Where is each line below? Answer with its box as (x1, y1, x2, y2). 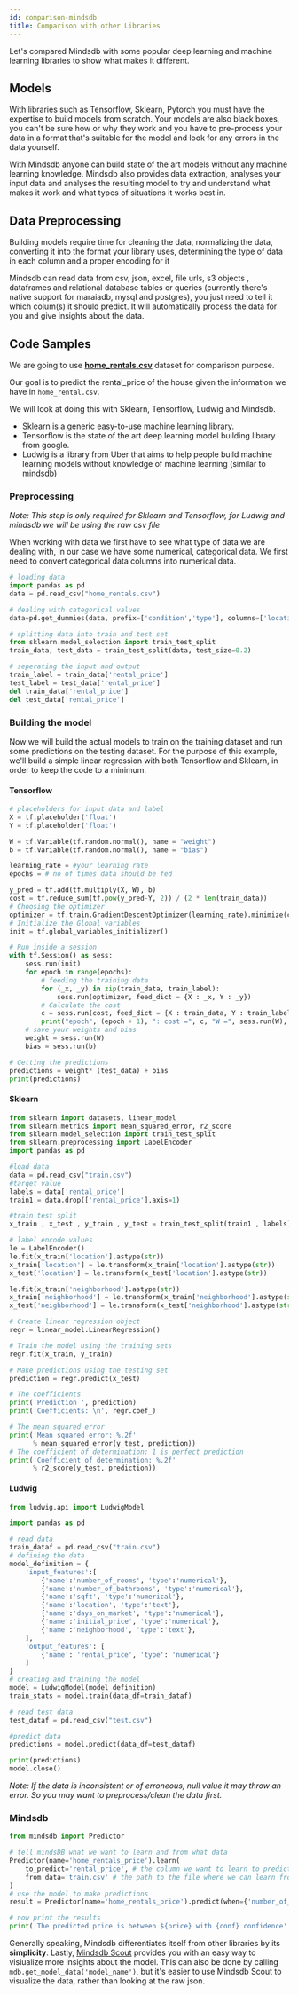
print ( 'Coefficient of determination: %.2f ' (9, 1455, 176, 1464)
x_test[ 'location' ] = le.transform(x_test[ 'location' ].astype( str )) (9, 1268, 268, 1278)
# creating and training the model (9, 1675, 141, 1684)
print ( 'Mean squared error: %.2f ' (9, 1431, 137, 1439)
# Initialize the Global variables (9, 919, 141, 927)
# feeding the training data (41, 975, 149, 985)
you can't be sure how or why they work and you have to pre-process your (9, 123, 283, 134)
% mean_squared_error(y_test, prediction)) (32, 1439, 197, 1447)
